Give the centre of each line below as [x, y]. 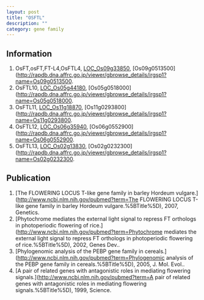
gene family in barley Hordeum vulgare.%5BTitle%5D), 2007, [102, 205]
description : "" [27, 23]
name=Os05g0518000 [43, 101]
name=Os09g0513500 [43, 81]
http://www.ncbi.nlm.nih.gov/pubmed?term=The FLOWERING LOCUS [104, 199]
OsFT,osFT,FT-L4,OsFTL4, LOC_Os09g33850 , [73, 68]
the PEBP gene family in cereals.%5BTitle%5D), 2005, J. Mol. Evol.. [100, 264]
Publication [28, 178]
